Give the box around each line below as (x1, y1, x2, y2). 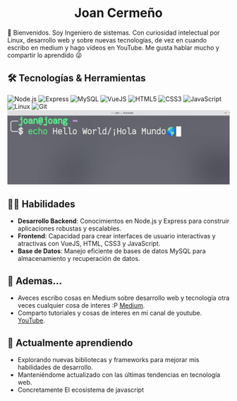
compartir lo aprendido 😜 (7, 51, 83, 59)
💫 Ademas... (7, 274, 62, 287)
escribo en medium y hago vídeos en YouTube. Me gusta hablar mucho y (7, 43, 220, 52)
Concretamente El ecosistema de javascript (17, 385, 145, 394)
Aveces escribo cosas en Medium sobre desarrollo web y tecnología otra (17, 294, 230, 302)
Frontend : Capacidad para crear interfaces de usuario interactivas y (17, 232, 217, 240)
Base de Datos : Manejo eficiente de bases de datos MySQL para (17, 247, 206, 255)
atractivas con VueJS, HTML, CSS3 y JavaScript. (17, 239, 161, 248)
